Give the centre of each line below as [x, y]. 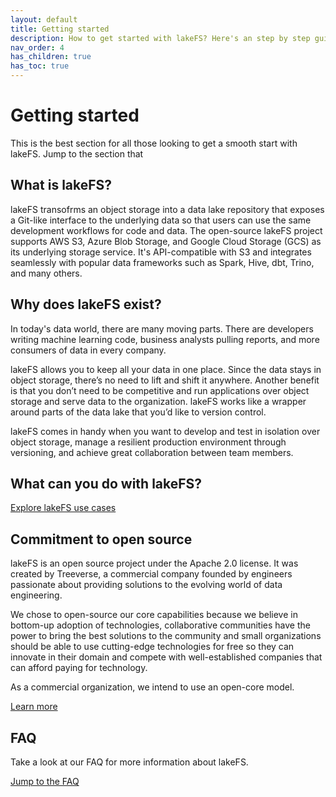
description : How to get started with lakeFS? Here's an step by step [160, 38]
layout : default [44, 19]
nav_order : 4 [37, 47]
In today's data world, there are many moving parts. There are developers [162, 328]
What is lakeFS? [61, 185]
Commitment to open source [101, 539]
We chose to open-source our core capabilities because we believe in [154, 615]
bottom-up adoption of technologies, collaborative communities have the [160, 625]
